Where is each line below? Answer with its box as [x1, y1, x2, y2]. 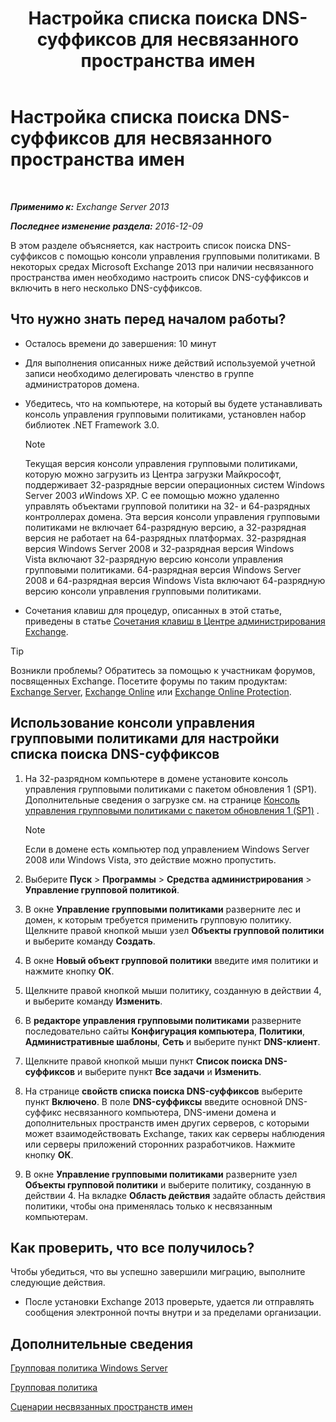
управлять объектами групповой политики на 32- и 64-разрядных [24, 500, 311, 512]
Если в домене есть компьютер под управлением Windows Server [24, 843, 310, 855]
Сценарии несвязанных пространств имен [10, 1401, 193, 1413]
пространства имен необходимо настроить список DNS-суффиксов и [10, 271, 310, 283]
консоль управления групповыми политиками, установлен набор [24, 408, 307, 420]
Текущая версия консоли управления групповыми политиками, [24, 457, 298, 469]
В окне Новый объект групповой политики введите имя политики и [24, 954, 319, 966]
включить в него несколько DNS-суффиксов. [10, 282, 203, 294]
